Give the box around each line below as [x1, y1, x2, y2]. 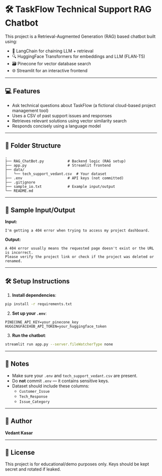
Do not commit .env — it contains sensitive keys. [12, 378, 109, 384]
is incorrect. [5, 250, 34, 255]
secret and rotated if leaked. [5, 466, 61, 472]
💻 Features [5, 87, 40, 95]
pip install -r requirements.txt [5, 302, 72, 307]
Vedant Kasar [5, 430, 33, 436]
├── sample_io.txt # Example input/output [5, 184, 116, 189]
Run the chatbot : [12, 333, 47, 338]
